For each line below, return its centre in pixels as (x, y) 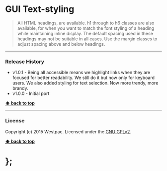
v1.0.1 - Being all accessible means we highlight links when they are (81, 73)
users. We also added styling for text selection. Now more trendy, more (85, 83)
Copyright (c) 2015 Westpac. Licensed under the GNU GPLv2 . (68, 131)
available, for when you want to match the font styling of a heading (86, 28)
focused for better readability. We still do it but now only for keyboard (83, 78)
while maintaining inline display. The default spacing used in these (85, 33)
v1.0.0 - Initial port (31, 93)
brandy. (20, 88)
